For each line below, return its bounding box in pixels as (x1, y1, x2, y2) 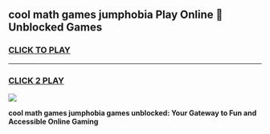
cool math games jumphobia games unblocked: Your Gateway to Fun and (8, 108, 257, 117)
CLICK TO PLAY (8, 45, 71, 56)
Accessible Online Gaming (8, 116, 99, 126)
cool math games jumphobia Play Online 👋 (8, 8, 223, 22)
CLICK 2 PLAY (8, 75, 64, 86)
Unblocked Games (8, 21, 103, 35)
